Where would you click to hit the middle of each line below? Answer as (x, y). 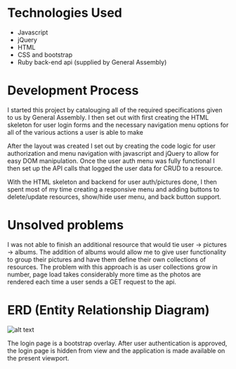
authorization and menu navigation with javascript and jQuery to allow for (113, 153)
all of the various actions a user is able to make (76, 132)
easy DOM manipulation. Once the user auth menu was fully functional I (111, 161)
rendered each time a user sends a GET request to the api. (92, 281)
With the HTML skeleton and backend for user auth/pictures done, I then (112, 182)
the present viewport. (38, 358)
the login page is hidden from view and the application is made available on (116, 350)
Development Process (73, 91)
